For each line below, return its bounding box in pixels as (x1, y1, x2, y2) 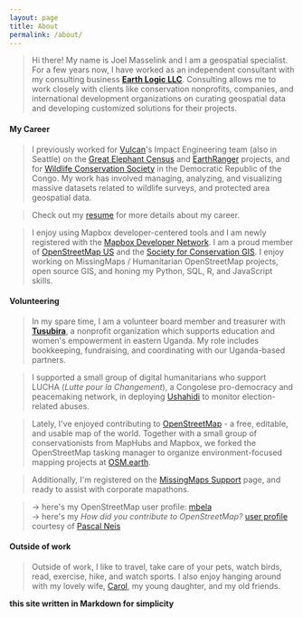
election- (241, 391, 276, 402)
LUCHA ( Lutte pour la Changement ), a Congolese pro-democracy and (31, 381, 294, 392)
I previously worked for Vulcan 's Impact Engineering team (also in (31, 144, 278, 155)
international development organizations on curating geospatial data (31, 93, 287, 104)
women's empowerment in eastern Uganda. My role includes (31, 335, 260, 346)
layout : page (9, 13, 59, 23)
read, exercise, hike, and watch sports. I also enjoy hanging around (31, 571, 282, 582)
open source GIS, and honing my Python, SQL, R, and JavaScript (31, 265, 273, 276)
